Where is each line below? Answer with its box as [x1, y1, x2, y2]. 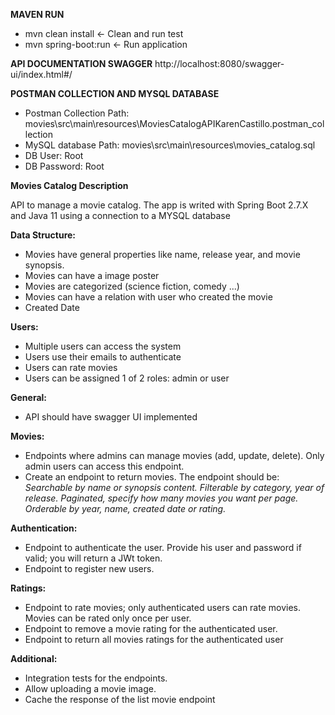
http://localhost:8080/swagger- [154, 58, 285, 69]
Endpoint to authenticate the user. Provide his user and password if [24, 542, 302, 553]
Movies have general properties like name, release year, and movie [24, 249, 301, 260]
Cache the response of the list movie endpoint [24, 694, 216, 705]
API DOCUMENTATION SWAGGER [10, 58, 153, 69]
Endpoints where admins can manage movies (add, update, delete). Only [24, 450, 325, 461]
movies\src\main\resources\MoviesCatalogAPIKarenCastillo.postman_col [24, 118, 325, 129]
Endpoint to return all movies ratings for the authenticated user [24, 634, 284, 645]
